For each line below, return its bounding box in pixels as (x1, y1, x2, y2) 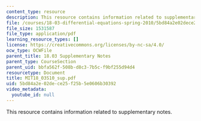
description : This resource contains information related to (6, 14, 162, 20)
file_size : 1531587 (6, 25, 55, 32)
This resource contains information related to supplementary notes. (6, 108, 172, 115)
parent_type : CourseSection (6, 58, 77, 64)
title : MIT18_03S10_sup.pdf (6, 75, 77, 81)
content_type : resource (6, 8, 66, 15)
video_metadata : (6, 86, 47, 92)
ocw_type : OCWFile (6, 48, 52, 54)
